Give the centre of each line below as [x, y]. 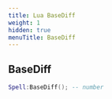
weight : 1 [24, 23]
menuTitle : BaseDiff [42, 37]
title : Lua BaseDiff [42, 15]
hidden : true [30, 30]
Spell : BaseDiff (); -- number [56, 87]
